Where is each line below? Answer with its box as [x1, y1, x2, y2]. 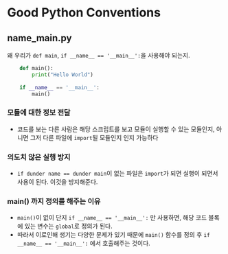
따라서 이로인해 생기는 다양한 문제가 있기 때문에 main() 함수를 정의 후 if [16, 231, 211, 239]
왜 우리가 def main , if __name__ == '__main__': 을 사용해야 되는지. [7, 51, 190, 59]
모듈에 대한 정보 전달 [7, 108, 71, 117]
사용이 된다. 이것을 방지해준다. [16, 177, 98, 186]
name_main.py [7, 32, 72, 44]
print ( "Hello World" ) [32, 71, 94, 78]
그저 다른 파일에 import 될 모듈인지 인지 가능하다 [30, 133, 159, 141]
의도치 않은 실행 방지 [7, 152, 71, 162]
